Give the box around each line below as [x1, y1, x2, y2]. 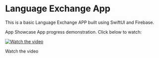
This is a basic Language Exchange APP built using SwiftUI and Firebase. [5, 19, 155, 25]
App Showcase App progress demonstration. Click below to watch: [5, 29, 142, 35]
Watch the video [5, 48, 39, 54]
